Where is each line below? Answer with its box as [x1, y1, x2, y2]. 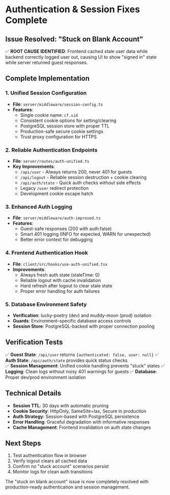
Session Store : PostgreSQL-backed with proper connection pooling [12, 323, 155, 329]
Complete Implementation [5, 74, 90, 83]
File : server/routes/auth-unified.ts [12, 158, 90, 164]
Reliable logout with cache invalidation [20, 277, 101, 283]
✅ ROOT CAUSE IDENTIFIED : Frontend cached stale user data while [5, 48, 148, 54]
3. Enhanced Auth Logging [5, 203, 72, 210]
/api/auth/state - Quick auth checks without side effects [20, 180, 141, 186]
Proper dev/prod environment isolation [5, 374, 86, 380]
